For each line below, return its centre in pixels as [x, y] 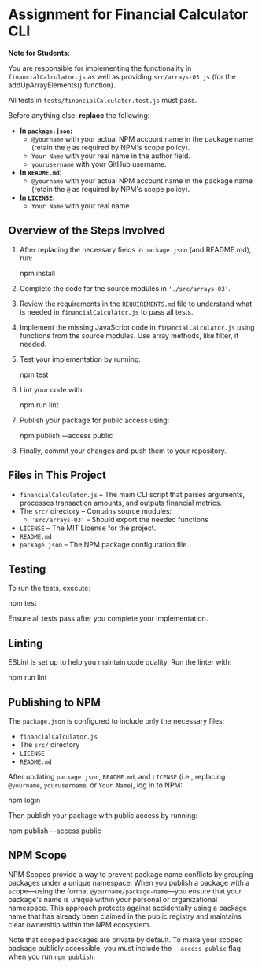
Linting [26, 643]
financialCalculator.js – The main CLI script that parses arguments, [132, 494]
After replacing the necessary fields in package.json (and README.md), [135, 249]
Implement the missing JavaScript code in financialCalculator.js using [137, 327]
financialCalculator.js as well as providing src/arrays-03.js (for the [122, 76]
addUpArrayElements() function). [62, 85]
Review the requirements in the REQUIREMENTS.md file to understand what [136, 304]
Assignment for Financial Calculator [128, 15]
